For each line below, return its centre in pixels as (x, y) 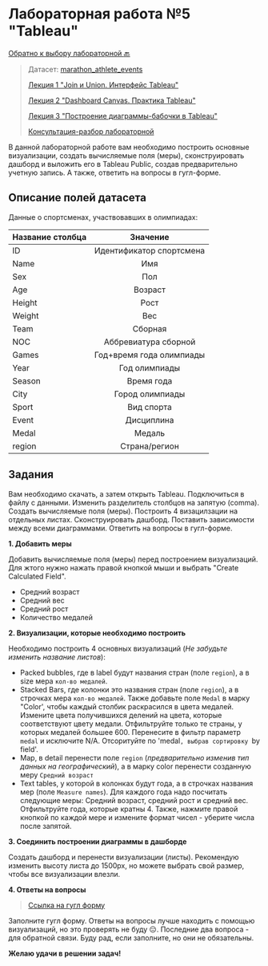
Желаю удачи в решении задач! (65, 953)
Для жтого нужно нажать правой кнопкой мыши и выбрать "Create (124, 567)
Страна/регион (150, 446)
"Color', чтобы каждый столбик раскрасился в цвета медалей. (127, 706)
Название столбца (49, 237)
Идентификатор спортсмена (150, 250)
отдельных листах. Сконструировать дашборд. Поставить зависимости (131, 519)
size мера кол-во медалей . (64, 681)
